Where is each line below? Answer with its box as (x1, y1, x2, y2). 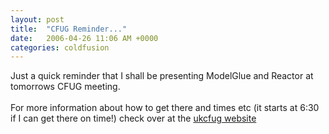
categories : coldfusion (10, 42, 110, 53)
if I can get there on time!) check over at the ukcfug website (10, 112, 257, 125)
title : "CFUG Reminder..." (10, 24, 128, 34)
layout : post (10, 14, 65, 25)
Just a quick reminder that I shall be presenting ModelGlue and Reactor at (10, 70, 314, 82)
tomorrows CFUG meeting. (10, 81, 121, 93)
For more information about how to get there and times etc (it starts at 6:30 (10, 102, 320, 114)
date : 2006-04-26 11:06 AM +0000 (10, 33, 159, 43)
